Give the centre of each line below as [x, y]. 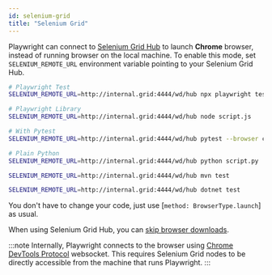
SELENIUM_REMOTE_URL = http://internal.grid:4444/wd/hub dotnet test [125, 190]
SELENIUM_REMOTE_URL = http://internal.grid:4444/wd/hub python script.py [134, 161]
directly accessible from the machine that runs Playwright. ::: [110, 263]
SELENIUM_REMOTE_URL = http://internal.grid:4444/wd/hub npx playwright [130, 95]
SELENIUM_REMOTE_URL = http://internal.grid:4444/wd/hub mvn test [119, 176]
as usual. [23, 214]
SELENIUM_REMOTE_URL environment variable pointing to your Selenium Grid [131, 63]
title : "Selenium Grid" [49, 23]
